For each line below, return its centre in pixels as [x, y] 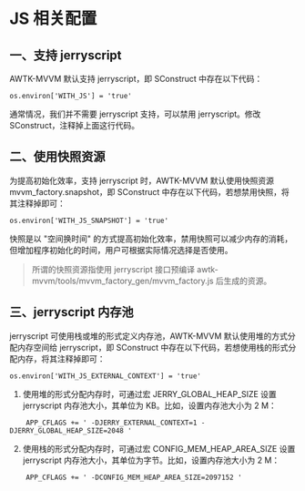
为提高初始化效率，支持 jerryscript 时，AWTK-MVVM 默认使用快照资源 [142, 180]
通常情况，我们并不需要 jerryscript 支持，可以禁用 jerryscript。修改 [135, 114]
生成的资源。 [248, 281]
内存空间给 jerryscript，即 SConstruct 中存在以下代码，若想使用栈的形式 [152, 347]
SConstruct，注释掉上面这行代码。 [74, 125]
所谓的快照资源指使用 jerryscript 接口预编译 [113, 269]
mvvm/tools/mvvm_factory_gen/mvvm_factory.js [122, 281]
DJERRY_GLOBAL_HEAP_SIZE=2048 [67, 430]
